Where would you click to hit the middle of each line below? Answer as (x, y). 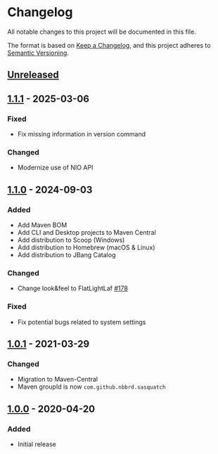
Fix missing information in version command (82, 134)
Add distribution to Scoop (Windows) (71, 240)
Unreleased (33, 75)
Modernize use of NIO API (55, 168)
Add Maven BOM (42, 225)
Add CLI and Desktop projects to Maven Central (86, 232)
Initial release (37, 444)
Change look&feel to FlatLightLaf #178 (72, 288)
